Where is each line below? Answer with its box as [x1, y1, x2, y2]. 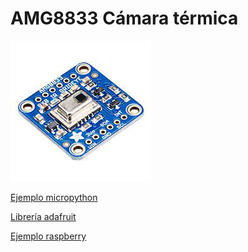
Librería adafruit [10, 210, 77, 222]
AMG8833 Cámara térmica [10, 7, 239, 30]
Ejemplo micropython [10, 191, 98, 203]
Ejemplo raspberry [10, 230, 87, 242]
